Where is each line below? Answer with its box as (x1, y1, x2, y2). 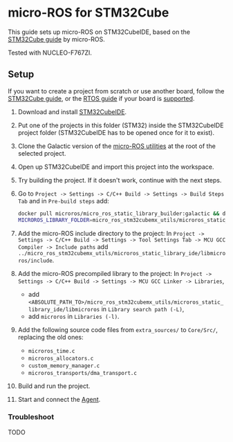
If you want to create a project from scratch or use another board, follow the (8, 86, 225, 95)
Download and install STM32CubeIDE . (17, 107, 127, 116)
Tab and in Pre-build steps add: (17, 196, 109, 205)
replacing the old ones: (17, 333, 84, 341)
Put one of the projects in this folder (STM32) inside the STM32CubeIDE (17, 121, 224, 129)
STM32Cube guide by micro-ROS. (8, 35, 106, 43)
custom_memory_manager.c (28, 362, 100, 369)
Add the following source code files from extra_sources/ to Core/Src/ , (17, 325, 218, 333)
